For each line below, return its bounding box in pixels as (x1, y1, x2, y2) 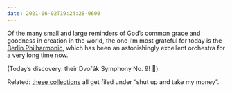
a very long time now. (7, 51, 69, 59)
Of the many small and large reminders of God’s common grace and (7, 29, 201, 37)
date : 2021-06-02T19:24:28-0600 (7, 10, 100, 17)
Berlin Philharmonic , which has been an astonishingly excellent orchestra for (7, 43, 226, 52)
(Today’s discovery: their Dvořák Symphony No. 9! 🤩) (7, 64, 159, 72)
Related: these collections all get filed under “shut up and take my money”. (7, 77, 220, 86)
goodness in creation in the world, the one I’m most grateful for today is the (7, 36, 222, 45)
